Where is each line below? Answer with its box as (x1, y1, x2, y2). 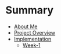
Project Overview (13, 29, 56, 36)
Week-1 (22, 42, 41, 49)
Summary (5, 4, 53, 17)
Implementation (13, 35, 52, 42)
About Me (13, 23, 38, 30)
